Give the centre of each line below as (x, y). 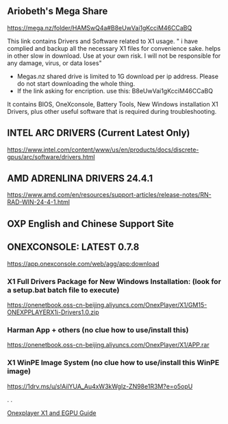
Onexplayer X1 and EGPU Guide (52, 413)
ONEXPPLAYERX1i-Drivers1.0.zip (53, 312)
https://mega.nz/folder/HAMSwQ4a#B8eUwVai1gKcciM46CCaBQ (100, 27)
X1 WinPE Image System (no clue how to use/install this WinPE (113, 363)
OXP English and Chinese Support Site (91, 223)
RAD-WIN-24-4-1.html (39, 202)
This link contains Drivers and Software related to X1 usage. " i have (103, 41)
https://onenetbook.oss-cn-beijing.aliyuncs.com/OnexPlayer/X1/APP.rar (109, 345)
